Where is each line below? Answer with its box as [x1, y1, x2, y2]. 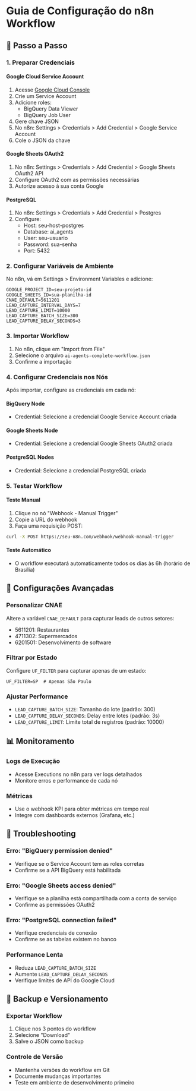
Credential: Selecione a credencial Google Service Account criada [14, 413, 177, 420]
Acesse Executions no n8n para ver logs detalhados [14, 771, 143, 778]
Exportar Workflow [6, 1011, 62, 1020]
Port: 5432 [23, 247, 50, 254]
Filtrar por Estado [6, 654, 58, 662]
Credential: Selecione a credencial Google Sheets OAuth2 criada [14, 440, 173, 447]
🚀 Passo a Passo [6, 40, 68, 51]
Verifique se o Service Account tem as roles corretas [14, 860, 144, 867]
